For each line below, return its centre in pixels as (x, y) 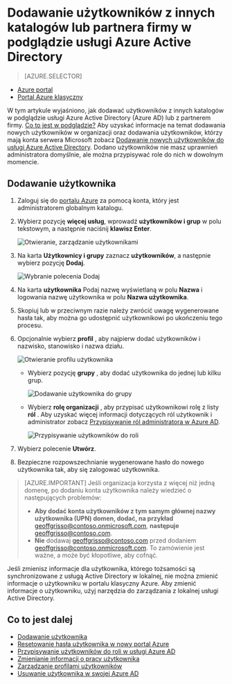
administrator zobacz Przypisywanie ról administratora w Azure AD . (124, 421)
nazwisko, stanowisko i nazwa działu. (71, 346)
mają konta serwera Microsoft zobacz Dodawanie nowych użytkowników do (116, 139)
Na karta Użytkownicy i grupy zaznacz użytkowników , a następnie (114, 255)
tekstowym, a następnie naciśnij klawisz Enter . (84, 228)
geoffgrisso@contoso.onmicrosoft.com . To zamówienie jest (119, 547)
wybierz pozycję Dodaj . (51, 263)
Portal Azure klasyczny (50, 97)
